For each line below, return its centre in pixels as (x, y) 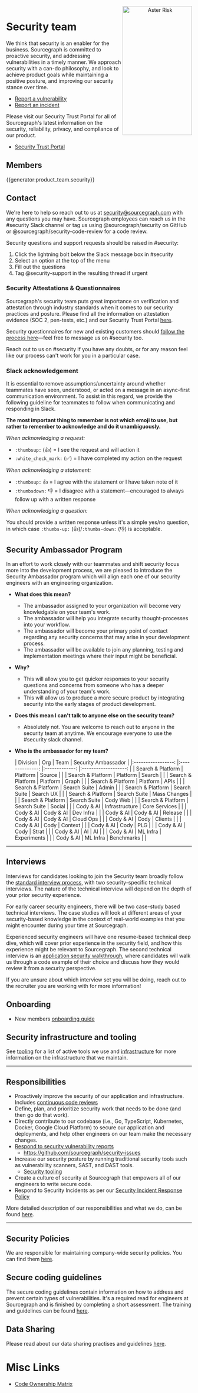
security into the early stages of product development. (90, 704)
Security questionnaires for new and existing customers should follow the (95, 331)
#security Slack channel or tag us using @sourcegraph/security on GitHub (97, 225)
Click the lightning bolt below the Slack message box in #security (94, 254)
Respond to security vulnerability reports (64, 1146)
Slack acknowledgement (42, 371)
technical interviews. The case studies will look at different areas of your (94, 912)
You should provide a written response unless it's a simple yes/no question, (98, 522)
